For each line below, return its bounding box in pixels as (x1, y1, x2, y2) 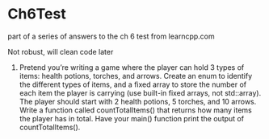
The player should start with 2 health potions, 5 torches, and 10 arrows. (19, 96, 257, 106)
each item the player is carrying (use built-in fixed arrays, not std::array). (19, 88, 262, 97)
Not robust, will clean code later (7, 47, 114, 56)
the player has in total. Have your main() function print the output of (19, 113, 244, 123)
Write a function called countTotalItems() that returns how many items (19, 105, 252, 115)
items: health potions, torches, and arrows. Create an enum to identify (19, 71, 253, 80)
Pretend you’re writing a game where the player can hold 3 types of (19, 62, 245, 72)
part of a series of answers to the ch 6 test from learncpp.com (7, 31, 215, 41)
